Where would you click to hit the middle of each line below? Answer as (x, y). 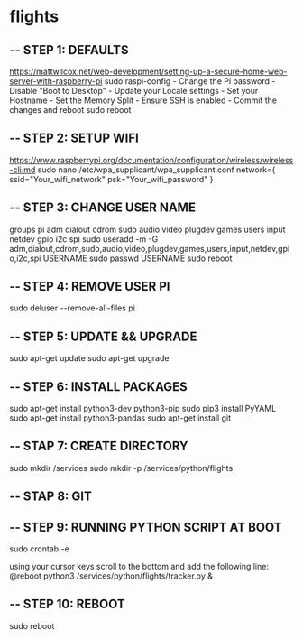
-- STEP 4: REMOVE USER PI (90, 287)
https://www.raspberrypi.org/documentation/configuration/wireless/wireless (151, 160)
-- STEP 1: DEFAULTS (69, 50)
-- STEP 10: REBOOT (67, 604)
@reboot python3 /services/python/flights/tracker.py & (111, 576)
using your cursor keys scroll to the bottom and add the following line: (139, 567)
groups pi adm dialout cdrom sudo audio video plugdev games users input (147, 229)
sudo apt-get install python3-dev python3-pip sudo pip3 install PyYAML (143, 409)
